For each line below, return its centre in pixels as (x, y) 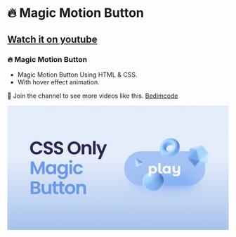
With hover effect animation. (58, 82)
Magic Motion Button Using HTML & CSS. (78, 75)
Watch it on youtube (52, 39)
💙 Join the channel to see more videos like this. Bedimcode (93, 96)
